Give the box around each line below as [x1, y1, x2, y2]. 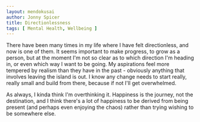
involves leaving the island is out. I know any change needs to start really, [6, 73, 187, 80]
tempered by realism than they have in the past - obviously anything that [6, 67, 185, 74]
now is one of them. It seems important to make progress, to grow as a [6, 48, 180, 55]
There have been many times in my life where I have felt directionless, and [6, 42, 189, 49]
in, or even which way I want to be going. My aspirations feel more [6, 61, 170, 68]
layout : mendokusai [6, 8, 55, 15]
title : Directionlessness [6, 20, 70, 26]
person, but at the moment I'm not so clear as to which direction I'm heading [6, 54, 194, 61]
